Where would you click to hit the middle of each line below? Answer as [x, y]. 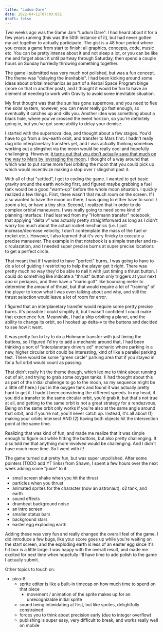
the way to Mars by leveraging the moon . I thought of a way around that [77, 159]
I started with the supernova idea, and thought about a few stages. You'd [78, 133]
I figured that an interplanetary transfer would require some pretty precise [79, 306]
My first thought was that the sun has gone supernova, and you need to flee [81, 103]
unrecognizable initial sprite [54, 599]
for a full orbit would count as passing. [44, 363]
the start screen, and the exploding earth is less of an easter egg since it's [80, 544]
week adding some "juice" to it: [36, 469]
